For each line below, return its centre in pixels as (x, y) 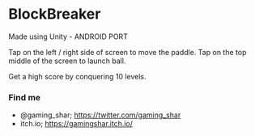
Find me (25, 97)
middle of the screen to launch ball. (67, 61)
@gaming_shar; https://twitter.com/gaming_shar (100, 115)
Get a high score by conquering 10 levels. (78, 76)
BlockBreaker (55, 14)
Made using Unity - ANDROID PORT (68, 36)
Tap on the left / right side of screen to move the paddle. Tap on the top (127, 52)
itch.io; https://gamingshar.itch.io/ (76, 124)
